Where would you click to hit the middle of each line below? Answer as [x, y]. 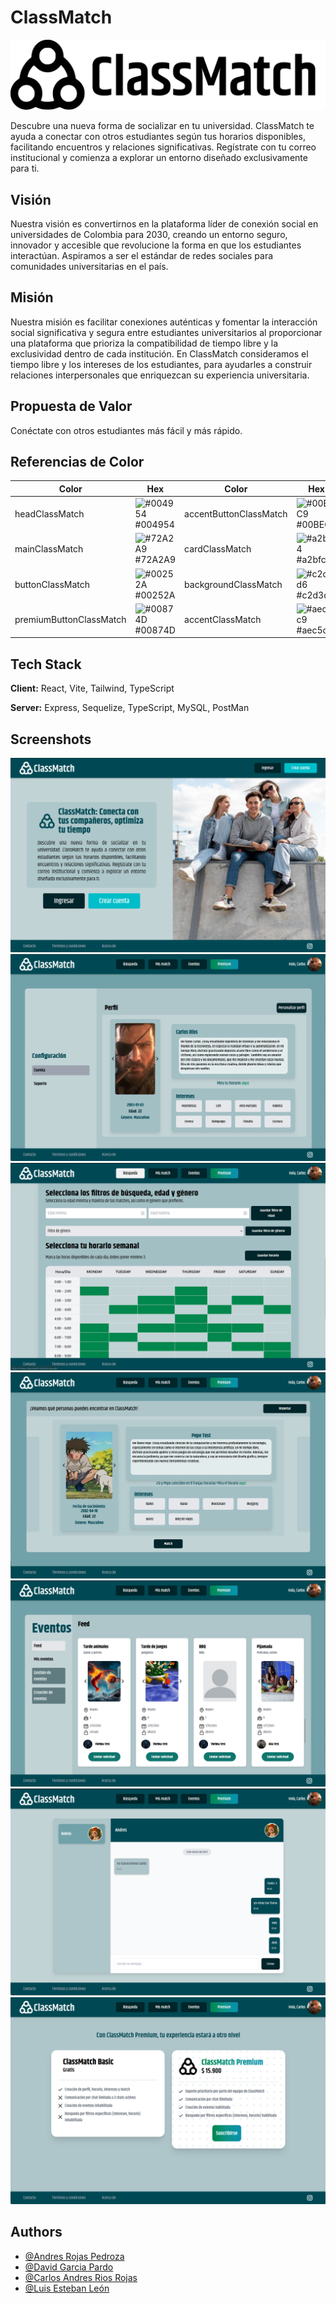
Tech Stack [46, 664]
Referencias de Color [77, 461]
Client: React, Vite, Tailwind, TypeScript [92, 688]
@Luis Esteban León [67, 2288]
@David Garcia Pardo [69, 2267]
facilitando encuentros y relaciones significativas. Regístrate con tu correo [163, 147]
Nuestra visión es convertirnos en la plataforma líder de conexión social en [164, 223]
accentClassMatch [223, 619]
